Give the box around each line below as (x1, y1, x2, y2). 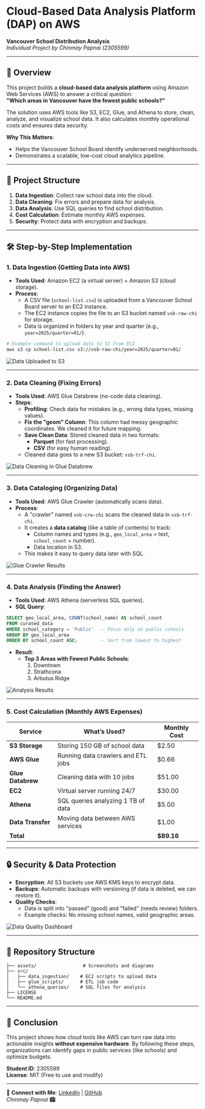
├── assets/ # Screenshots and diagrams (6, 963, 154, 969)
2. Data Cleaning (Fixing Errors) (6, 378, 102, 387)
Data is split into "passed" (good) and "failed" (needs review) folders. (24, 905, 199, 912)
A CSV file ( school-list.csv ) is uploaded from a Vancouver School (24, 297, 192, 304)
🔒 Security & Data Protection (6, 859, 117, 870)
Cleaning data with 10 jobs (57, 773, 135, 781)
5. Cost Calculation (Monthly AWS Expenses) (6, 708, 143, 716)
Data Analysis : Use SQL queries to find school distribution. (15, 204, 164, 212)
